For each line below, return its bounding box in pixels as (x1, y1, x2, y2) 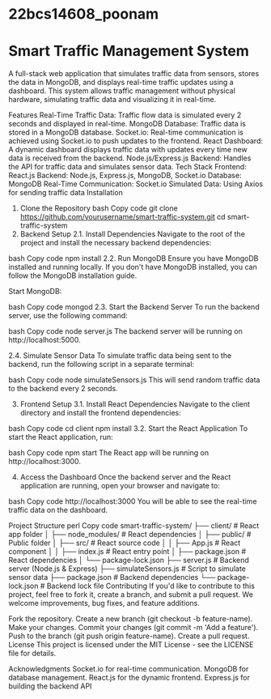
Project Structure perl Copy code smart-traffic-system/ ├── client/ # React (8, 521, 260, 531)
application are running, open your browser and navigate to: (19, 481, 220, 491)
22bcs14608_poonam (8, 5, 159, 23)
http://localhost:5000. (8, 335, 81, 345)
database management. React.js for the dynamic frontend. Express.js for (8, 673, 251, 683)
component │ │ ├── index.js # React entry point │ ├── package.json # (8, 547, 247, 556)
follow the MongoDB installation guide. (8, 271, 138, 280)
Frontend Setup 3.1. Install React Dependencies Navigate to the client (19, 399, 251, 409)
